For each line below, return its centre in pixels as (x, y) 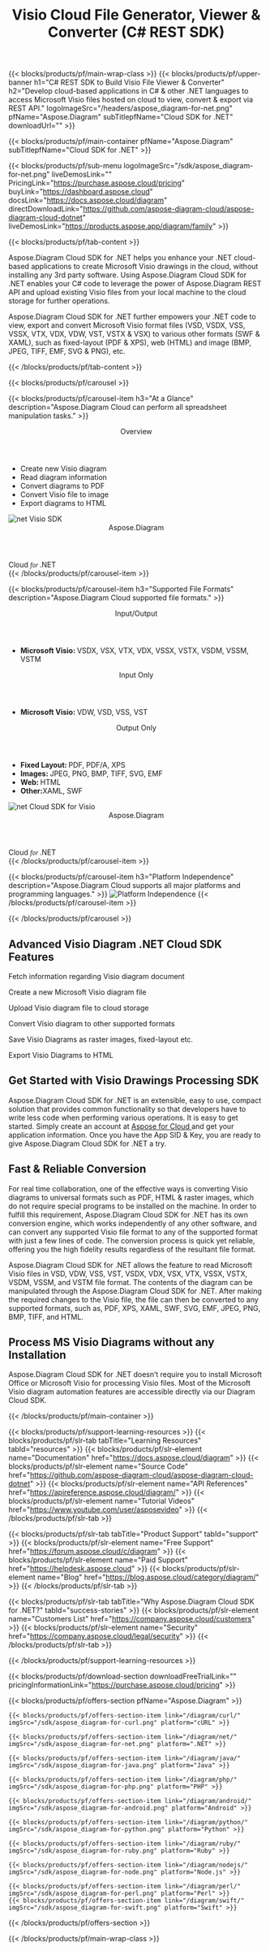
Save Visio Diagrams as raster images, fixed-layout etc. (101, 1039)
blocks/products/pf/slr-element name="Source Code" (99, 1466)
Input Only (136, 675)
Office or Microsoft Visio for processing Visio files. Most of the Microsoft (130, 1383)
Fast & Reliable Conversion (77, 1169)
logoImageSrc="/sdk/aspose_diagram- (189, 166)
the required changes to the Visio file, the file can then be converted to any (134, 1300)
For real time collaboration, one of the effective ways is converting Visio (129, 1188)
